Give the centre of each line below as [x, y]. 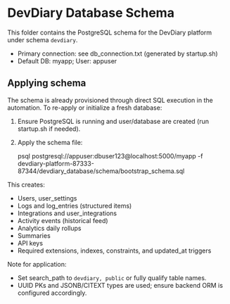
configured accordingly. [52, 293]
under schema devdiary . [43, 39]
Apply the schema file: [50, 142]
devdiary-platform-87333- [56, 163]
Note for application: [37, 264]
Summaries [34, 235]
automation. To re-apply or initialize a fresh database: [85, 108]
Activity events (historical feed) [63, 220]
